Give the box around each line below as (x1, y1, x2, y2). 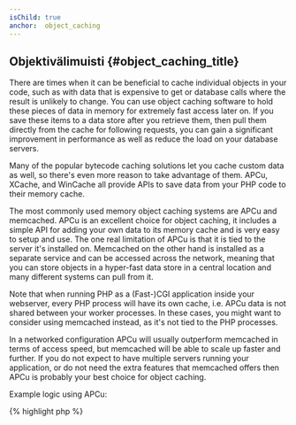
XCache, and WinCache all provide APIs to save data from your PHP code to (9, 179, 286, 190)
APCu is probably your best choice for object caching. (9, 372, 207, 382)
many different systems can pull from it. (9, 272, 154, 282)
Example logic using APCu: (9, 389, 108, 399)
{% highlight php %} (9, 406, 84, 417)
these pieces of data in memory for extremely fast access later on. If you (9, 105, 274, 116)
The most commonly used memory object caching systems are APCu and (9, 205, 277, 217)
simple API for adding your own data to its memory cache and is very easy (9, 225, 280, 236)
